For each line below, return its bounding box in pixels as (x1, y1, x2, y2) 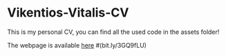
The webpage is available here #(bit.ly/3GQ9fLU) (7, 41, 147, 49)
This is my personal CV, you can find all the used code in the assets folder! (7, 28, 220, 36)
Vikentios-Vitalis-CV (7, 5, 129, 21)
